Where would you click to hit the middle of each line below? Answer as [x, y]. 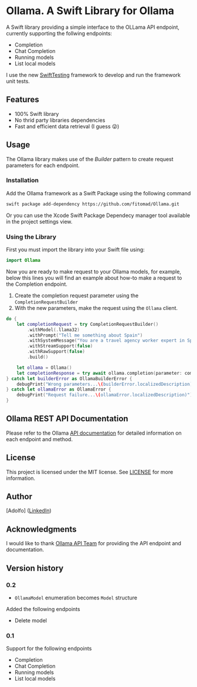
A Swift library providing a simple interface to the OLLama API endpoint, [93, 27]
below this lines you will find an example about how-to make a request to [94, 278]
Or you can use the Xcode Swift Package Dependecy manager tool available [98, 215]
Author [19, 497]
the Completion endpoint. [37, 284]
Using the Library [31, 236]
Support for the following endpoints [49, 649]
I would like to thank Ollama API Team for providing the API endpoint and [94, 543]
